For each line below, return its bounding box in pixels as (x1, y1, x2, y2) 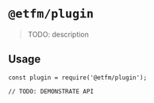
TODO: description (27, 29, 90, 39)
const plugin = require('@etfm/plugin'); (8, 74, 148, 82)
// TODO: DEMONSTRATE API (8, 87, 94, 95)
